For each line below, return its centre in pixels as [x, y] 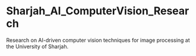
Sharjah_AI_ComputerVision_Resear [98, 11]
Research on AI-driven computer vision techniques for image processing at [98, 40]
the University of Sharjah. [37, 46]
